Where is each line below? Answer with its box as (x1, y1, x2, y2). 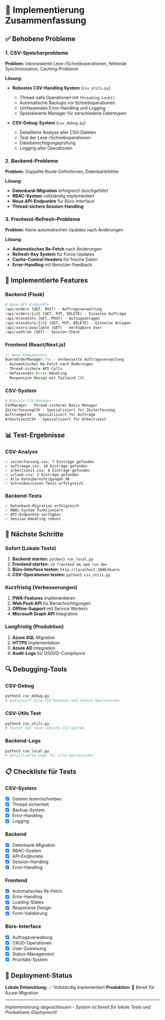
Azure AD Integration (12, 645, 55, 651)
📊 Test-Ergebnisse (5, 431, 65, 439)
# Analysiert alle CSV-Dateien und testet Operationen (5, 698, 120, 703)
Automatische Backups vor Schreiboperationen (19, 100, 115, 106)
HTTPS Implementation (12, 640, 60, 645)
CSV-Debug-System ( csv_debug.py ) (12, 119, 86, 125)
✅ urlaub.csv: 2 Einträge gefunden (5, 472, 79, 478)
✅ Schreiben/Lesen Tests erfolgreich (5, 481, 83, 486)
